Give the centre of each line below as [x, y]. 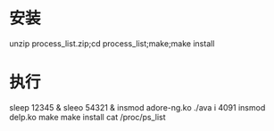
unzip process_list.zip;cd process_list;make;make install [112, 43]
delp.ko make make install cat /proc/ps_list [88, 117]
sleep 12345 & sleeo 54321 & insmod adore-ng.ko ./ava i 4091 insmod [137, 107]
